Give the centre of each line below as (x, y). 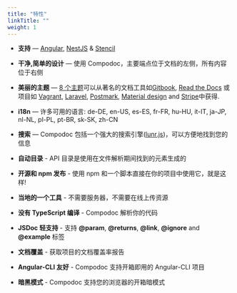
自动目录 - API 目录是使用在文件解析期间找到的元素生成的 (102, 158)
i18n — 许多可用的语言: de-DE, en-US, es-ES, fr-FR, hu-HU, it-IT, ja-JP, (122, 112)
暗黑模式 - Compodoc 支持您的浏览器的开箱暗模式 (91, 282)
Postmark (104, 96)
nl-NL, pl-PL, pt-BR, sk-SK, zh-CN (68, 120)
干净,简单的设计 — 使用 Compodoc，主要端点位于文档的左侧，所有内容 (122, 63)
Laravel (76, 96)
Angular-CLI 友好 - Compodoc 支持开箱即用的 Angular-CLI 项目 (111, 267)
